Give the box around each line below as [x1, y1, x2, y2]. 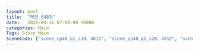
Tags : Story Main [6, 30, 49, 36]
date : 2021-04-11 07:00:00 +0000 [6, 19, 94, 25]
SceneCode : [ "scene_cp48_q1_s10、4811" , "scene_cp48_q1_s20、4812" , [6, 36, 178, 42]
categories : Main [6, 25, 49, 31]
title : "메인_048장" [6, 14, 56, 20]
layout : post [6, 8, 39, 15]
